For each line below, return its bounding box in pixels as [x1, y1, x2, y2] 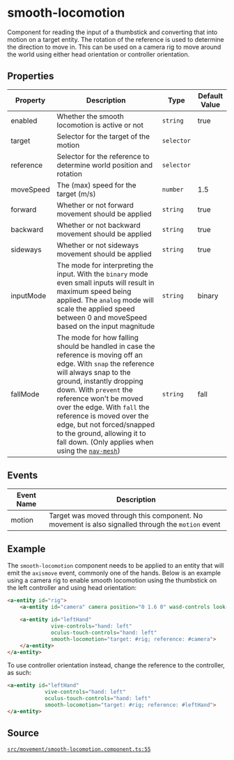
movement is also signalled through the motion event [48, 519, 221, 529]
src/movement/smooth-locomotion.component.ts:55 [7, 745, 151, 753]
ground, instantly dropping [56, 376, 144, 386]
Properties [7, 70, 54, 82]
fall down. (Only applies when [56, 437, 154, 447]
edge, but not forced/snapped [56, 419, 155, 429]
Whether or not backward [56, 220, 141, 230]
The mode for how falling [56, 332, 139, 342]
